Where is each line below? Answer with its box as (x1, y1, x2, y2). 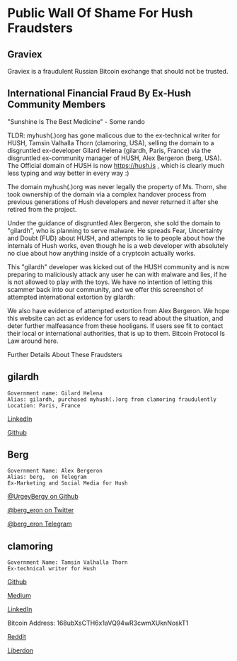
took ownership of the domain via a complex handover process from (7, 190, 207, 198)
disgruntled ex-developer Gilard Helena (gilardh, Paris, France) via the (7, 146, 212, 154)
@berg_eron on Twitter (7, 506, 74, 514)
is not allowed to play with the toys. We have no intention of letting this (7, 278, 213, 286)
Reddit (7, 633, 27, 641)
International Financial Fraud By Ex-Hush (7, 87, 192, 100)
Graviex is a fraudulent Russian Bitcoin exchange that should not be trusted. (7, 67, 229, 75)
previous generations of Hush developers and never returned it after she (7, 197, 219, 206)
